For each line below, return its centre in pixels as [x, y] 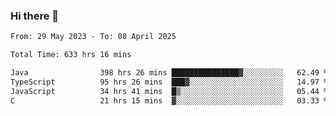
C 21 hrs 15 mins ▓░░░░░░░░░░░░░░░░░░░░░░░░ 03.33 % [169, 100]
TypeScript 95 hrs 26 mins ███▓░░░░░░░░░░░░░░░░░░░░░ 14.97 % [169, 82]
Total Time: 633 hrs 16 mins [71, 55]
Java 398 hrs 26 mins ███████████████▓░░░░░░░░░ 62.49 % [169, 73]
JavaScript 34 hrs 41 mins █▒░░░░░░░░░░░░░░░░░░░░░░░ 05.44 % [169, 91]
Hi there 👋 [35, 16]
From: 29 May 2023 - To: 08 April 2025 [93, 37]
